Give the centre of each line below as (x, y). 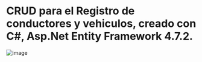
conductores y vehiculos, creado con (101, 24)
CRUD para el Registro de (71, 11)
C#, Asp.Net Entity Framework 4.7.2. (99, 36)
